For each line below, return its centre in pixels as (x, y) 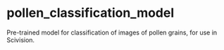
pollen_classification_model (91, 13)
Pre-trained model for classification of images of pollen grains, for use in (112, 32)
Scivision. (21, 39)
